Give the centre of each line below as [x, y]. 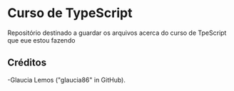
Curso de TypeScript [70, 13]
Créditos [27, 63]
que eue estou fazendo [41, 40]
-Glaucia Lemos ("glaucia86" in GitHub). [67, 80]
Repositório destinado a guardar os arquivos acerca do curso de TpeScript [117, 33]
